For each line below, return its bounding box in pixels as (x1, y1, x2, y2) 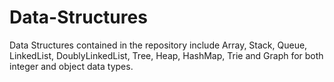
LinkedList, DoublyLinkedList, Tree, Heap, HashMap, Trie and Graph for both (9, 49, 324, 61)
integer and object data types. (9, 60, 134, 72)
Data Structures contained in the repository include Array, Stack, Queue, (9, 39, 308, 51)
